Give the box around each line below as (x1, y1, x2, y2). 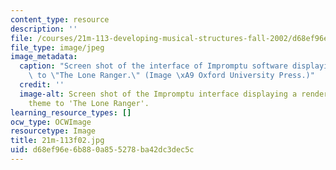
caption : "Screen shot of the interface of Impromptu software (19, 61, 288, 71)
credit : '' (19, 80, 65, 90)
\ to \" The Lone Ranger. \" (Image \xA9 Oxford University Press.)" (28, 71, 315, 81)
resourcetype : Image (10, 126, 97, 136)
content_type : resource (10, 14, 110, 25)
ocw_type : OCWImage (10, 117, 92, 127)
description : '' (10, 24, 78, 34)
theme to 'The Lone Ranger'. (28, 98, 150, 108)
